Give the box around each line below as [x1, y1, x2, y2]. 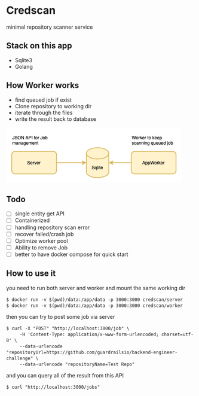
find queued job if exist [14, 96, 72, 103]
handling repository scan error [14, 224, 90, 231]
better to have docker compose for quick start [14, 251, 128, 258]
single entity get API [14, 210, 65, 217]
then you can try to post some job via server [6, 313, 115, 320]
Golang [14, 63, 33, 70]
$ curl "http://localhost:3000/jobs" [6, 384, 100, 390]
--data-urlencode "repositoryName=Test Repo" [19, 361, 135, 367]
